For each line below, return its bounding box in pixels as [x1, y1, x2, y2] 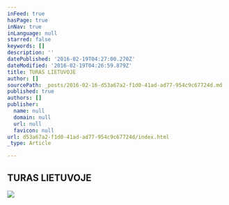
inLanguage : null [7, 29, 58, 37]
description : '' [7, 50, 54, 56]
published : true [7, 88, 54, 95]
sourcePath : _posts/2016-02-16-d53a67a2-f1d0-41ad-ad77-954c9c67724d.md [7, 82, 223, 89]
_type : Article [7, 140, 52, 147]
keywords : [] [7, 43, 45, 50]
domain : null [13, 114, 52, 121]
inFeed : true [7, 10, 45, 17]
